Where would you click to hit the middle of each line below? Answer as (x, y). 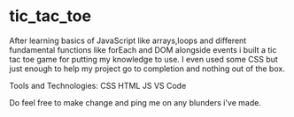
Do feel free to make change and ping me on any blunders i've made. (135, 102)
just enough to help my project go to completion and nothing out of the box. (147, 69)
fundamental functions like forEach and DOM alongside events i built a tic (143, 49)
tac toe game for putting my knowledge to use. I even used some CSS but (144, 59)
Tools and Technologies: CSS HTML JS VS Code (98, 85)
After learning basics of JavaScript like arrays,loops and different (128, 40)
